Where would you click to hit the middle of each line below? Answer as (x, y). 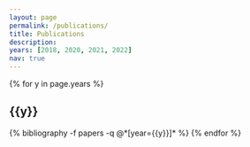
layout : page (33, 17)
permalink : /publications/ (59, 26)
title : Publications (47, 34)
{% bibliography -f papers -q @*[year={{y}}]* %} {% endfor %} (125, 133)
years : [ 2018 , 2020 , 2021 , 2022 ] (71, 50)
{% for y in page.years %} (57, 84)
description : (33, 42)
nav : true (27, 58)
